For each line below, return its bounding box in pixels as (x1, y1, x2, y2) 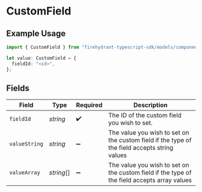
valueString (9, 141, 44, 147)
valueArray (9, 169, 40, 176)
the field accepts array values (108, 176, 192, 185)
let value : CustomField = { (6, 55, 77, 61)
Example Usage (6, 28, 66, 39)
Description (133, 101, 168, 109)
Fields (6, 83, 30, 93)
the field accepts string (108, 144, 174, 152)
